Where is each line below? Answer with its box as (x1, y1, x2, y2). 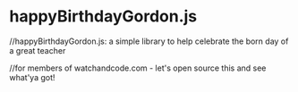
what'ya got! (9, 71, 55, 82)
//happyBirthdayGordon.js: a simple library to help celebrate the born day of (9, 36, 289, 46)
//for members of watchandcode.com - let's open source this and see (9, 63, 267, 73)
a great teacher (9, 45, 66, 55)
